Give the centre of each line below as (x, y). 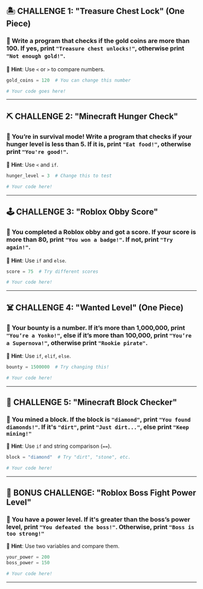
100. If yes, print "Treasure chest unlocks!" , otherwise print (95, 48)
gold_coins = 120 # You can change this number (69, 80)
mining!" (19, 434)
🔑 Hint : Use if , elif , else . (39, 356)
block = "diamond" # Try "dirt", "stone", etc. (69, 457)
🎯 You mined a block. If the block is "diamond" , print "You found (98, 419)
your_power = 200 (28, 557)
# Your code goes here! (36, 91)
